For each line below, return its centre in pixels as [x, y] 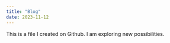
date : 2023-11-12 [28, 17]
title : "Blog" [24, 11]
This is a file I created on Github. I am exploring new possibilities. [85, 34]
